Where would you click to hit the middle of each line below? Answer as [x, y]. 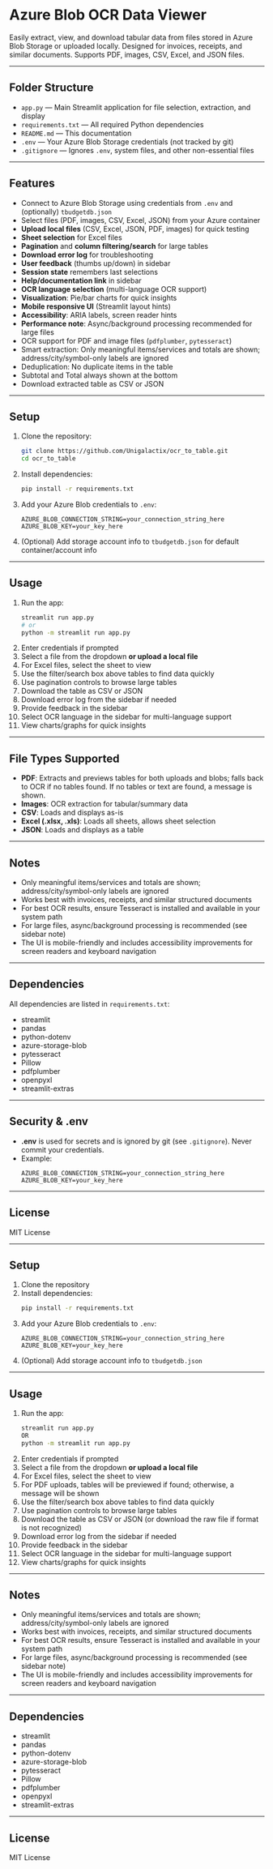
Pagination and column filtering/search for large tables [115, 246]
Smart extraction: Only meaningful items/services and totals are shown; [140, 349]
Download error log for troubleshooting [87, 254]
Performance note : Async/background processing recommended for [136, 323]
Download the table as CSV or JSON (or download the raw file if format [140, 1519]
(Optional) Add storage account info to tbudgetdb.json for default [130, 541]
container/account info [59, 550]
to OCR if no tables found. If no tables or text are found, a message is [136, 787]
